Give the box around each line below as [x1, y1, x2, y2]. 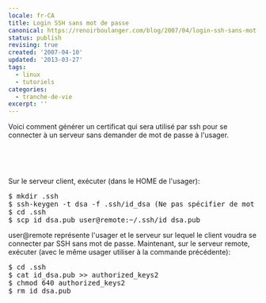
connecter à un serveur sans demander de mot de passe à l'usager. [8, 130, 230, 140]
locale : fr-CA [8, 11, 55, 20]
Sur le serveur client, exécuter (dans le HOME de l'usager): [8, 176, 200, 186]
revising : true [8, 41, 59, 49]
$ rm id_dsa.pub [8, 286, 71, 296]
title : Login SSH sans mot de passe [8, 19, 129, 27]
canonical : [8, 26, 44, 34]
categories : [8, 85, 47, 94]
